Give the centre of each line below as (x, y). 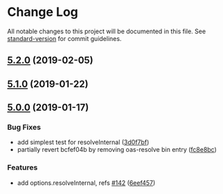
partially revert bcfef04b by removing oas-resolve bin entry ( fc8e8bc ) (117, 150)
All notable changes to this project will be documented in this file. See (107, 31)
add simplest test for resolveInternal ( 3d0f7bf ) (83, 142)
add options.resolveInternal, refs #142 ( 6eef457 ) (86, 183)
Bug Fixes (24, 127)
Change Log (43, 12)
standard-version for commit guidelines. (64, 38)
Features (23, 168)
